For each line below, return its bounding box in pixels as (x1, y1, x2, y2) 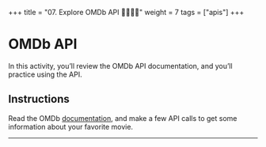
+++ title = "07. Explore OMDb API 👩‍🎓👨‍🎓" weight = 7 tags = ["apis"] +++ (8, 8, 245, 17)
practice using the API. (8, 70, 82, 79)
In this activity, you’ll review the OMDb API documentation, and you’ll (8, 61, 233, 70)
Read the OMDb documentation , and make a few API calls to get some (8, 113, 237, 122)
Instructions (8, 92, 70, 106)
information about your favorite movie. (8, 122, 133, 131)
